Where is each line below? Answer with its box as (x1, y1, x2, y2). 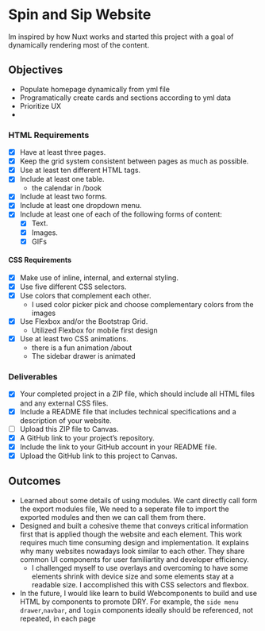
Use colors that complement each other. (19, 291, 152, 300)
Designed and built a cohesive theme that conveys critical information (19, 521, 248, 530)
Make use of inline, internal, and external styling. (19, 272, 179, 283)
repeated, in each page (19, 614, 97, 623)
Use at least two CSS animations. (19, 334, 129, 344)
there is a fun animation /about (31, 343, 132, 352)
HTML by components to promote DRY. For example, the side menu (19, 597, 240, 606)
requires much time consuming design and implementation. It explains (19, 537, 250, 547)
